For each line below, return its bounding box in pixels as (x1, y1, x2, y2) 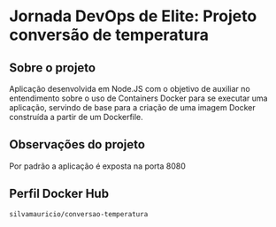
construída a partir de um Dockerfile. (9, 112, 143, 122)
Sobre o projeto (9, 60, 96, 75)
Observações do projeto (9, 137, 146, 152)
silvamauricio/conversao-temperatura (9, 209, 149, 218)
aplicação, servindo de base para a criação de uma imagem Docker (9, 102, 256, 112)
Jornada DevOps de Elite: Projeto (9, 6, 257, 26)
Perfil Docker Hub (9, 186, 109, 201)
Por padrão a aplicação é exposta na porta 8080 (9, 161, 186, 171)
